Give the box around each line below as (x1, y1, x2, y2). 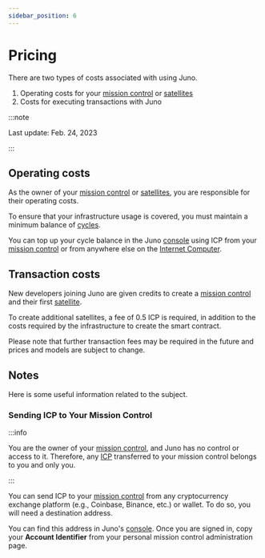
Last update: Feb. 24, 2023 (8, 127, 98, 137)
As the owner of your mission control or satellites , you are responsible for (8, 187, 251, 197)
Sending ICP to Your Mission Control (8, 409, 153, 420)
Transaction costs (8, 267, 101, 281)
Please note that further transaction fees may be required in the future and (8, 337, 255, 347)
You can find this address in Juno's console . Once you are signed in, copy (8, 524, 253, 533)
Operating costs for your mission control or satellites (19, 88, 194, 98)
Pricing (8, 46, 58, 64)
